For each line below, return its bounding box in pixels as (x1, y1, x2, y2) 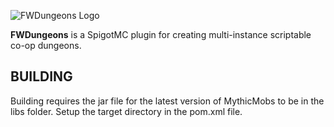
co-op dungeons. (10, 40, 82, 51)
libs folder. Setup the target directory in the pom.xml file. (10, 105, 243, 117)
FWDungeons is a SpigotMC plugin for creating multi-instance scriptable (10, 29, 312, 40)
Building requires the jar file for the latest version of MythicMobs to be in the (10, 95, 325, 107)
